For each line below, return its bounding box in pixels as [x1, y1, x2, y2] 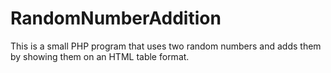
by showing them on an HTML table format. [10, 50, 190, 62]
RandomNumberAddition [10, 7, 222, 30]
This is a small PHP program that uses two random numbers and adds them [10, 40, 322, 52]
